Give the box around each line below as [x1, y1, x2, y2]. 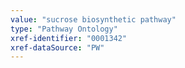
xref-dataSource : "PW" [10, 42, 105, 53]
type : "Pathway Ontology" [10, 24, 118, 34]
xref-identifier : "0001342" [10, 33, 128, 43]
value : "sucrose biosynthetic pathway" [10, 14, 177, 25]
